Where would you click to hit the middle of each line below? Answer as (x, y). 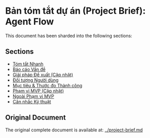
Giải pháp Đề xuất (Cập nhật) (43, 75)
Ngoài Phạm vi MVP (33, 96)
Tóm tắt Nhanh (28, 64)
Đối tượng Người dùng (36, 80)
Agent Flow (30, 22)
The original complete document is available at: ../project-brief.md (74, 130)
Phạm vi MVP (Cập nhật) (38, 91)
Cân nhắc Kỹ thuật (32, 101)
